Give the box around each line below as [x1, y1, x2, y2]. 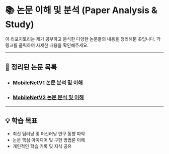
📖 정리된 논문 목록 [5, 63, 57, 72]
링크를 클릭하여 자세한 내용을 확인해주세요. [5, 42, 89, 48]
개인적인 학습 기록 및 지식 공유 [12, 143, 72, 149]
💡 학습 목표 [5, 116, 38, 125]
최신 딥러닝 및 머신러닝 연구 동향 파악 [12, 131, 86, 137]
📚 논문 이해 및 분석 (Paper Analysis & [5, 5, 157, 16]
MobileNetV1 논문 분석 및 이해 [12, 79, 83, 86]
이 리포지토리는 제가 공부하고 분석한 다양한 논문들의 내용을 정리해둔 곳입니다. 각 [5, 36, 161, 42]
